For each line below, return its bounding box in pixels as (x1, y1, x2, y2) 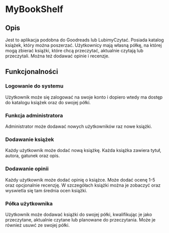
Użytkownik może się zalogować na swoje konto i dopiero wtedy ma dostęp (5, 94, 163, 100)
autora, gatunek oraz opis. (5, 152, 60, 159)
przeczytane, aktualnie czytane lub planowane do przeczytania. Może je (5, 216, 156, 222)
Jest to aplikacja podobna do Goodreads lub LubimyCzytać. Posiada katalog (5, 37, 164, 43)
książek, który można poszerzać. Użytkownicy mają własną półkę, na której (5, 42, 162, 48)
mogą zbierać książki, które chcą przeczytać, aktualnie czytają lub (5, 48, 144, 53)
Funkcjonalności (5, 67, 59, 76)
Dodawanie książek (5, 136, 54, 143)
